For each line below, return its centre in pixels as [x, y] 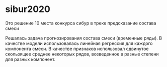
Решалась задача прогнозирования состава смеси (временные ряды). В [84, 38]
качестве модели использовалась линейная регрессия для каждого [79, 43]
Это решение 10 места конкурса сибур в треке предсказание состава [81, 23]
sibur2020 [28, 9]
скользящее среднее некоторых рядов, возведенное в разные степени [82, 54]
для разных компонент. [30, 59]
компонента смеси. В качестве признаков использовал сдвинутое [77, 48]
